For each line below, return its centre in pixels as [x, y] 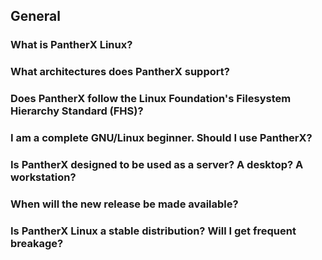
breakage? [37, 243]
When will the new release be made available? [124, 204]
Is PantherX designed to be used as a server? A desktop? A [157, 164]
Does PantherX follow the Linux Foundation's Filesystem [151, 99]
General [36, 16]
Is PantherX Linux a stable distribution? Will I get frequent [153, 231]
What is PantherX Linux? [71, 45]
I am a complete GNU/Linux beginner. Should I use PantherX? [161, 138]
